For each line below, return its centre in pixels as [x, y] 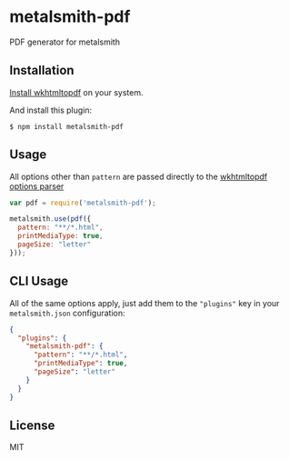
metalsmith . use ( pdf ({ [50, 219]
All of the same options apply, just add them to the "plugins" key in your [144, 303]
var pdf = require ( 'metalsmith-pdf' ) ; [83, 203]
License [32, 425]
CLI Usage [39, 281]
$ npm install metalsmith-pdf [67, 126]
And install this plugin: [51, 110]
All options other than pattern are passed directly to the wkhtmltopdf [139, 176]
